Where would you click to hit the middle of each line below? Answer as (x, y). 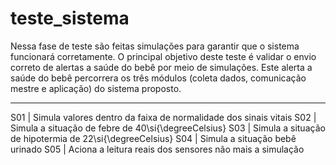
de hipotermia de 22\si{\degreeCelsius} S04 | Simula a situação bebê (153, 138)
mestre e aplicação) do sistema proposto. (96, 88)
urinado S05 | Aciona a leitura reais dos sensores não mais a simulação (157, 149)
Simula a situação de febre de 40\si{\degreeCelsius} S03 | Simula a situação (168, 128)
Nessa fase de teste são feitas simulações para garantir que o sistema (155, 46)
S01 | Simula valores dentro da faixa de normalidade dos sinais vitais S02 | (163, 117)
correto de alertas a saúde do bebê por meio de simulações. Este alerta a (161, 67)
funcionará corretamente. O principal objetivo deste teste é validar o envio (163, 56)
